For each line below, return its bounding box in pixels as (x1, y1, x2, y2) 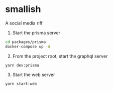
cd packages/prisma (5, 39, 46, 44)
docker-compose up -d (5, 44, 51, 49)
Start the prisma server (12, 29, 61, 35)
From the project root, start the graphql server (12, 53, 108, 59)
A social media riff (5, 20, 43, 26)
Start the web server (12, 71, 55, 77)
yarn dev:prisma (5, 62, 39, 68)
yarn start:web (5, 81, 37, 86)
